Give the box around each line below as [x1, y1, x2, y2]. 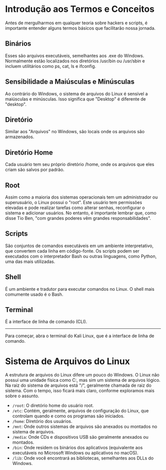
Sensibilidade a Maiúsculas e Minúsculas [5, 78, 135, 86]
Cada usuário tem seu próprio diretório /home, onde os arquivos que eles [5, 161, 155, 167]
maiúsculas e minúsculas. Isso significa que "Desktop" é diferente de [5, 96, 146, 102]
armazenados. [5, 134, 35, 140]
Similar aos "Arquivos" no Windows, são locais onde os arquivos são [5, 129, 145, 135]
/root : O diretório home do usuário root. [12, 403, 94, 409]
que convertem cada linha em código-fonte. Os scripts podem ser [5, 248, 140, 254]
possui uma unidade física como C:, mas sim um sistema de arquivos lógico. [5, 377, 161, 383]
